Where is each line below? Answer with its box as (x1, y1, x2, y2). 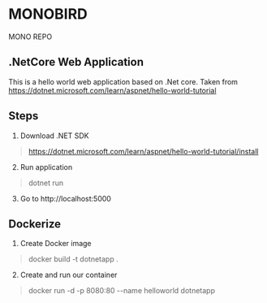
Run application (19, 162, 73, 171)
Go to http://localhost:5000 (19, 193, 112, 203)
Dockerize (8, 217, 62, 231)
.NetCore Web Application (8, 55, 144, 69)
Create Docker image (19, 239, 92, 249)
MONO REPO (8, 32, 53, 41)
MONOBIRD (8, 5, 88, 24)
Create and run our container (19, 270, 118, 280)
